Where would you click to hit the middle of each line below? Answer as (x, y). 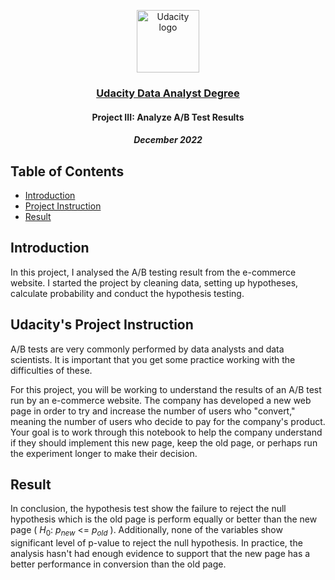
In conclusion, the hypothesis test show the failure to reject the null (148, 509)
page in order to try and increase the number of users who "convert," (153, 411)
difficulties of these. (51, 370)
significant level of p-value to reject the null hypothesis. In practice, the (156, 543)
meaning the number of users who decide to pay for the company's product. (168, 421)
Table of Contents (67, 171)
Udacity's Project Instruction (102, 325)
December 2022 (168, 140)
